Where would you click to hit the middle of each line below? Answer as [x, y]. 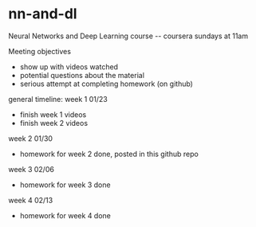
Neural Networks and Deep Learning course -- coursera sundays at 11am [128, 36]
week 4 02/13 [31, 200]
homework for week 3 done [65, 185]
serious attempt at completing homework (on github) [106, 84]
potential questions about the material [82, 75]
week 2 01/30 [31, 138]
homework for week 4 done [65, 215]
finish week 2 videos [54, 123]
